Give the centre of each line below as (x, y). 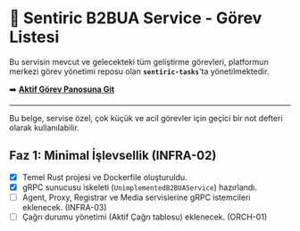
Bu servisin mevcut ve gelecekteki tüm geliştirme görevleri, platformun (139, 62)
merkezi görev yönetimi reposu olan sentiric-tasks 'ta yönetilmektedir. (139, 71)
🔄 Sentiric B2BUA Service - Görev (136, 18)
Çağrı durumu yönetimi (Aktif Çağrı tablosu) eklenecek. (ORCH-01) (145, 217)
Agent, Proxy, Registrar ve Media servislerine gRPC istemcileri (136, 197)
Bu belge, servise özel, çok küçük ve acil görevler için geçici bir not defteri (146, 118)
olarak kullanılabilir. (45, 128)
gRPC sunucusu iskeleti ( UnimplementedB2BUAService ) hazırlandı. (139, 187)
